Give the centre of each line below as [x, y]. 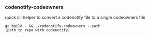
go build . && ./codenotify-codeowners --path [53, 26]
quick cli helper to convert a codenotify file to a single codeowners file [75, 18]
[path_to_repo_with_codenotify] [37, 30]
